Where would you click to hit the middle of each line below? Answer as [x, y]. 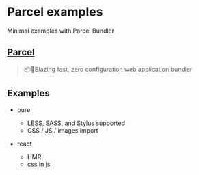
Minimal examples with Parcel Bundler [61, 31]
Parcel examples [55, 12]
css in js [39, 164]
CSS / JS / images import [63, 130]
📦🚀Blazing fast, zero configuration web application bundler [108, 69]
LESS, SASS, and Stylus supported [76, 123]
